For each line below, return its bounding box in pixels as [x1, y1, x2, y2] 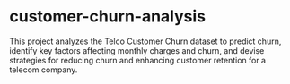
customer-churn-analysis [9, 6, 207, 27]
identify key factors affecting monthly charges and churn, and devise [9, 45, 265, 55]
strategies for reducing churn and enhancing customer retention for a [9, 55, 267, 65]
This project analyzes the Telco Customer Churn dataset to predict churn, [9, 36, 282, 46]
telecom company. [9, 64, 78, 75]
